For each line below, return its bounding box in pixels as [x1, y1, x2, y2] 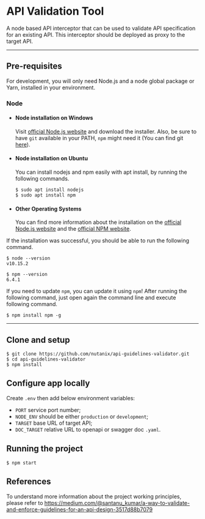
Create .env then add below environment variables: [6, 394, 135, 401]
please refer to [6, 499, 43, 506]
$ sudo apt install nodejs [15, 187, 84, 193]
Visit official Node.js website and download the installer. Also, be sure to [15, 127, 197, 135]
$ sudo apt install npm [15, 192, 76, 198]
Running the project [6, 444, 84, 454]
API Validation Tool [6, 4, 104, 18]
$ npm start [6, 460, 37, 466]
